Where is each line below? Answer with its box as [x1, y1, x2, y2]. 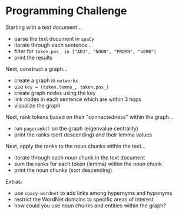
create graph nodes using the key [14, 89, 96, 96]
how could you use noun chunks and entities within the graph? [14, 202, 166, 209]
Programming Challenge [5, 4, 127, 18]
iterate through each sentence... [14, 41, 92, 48]
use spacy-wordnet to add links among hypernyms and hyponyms [14, 189, 173, 196]
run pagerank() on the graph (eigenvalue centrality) [14, 125, 139, 132]
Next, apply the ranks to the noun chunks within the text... [5, 142, 146, 149]
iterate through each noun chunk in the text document [14, 154, 145, 161]
